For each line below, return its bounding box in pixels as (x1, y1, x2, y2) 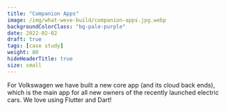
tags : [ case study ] (7, 42, 64, 49)
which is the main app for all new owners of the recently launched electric (7, 88, 219, 96)
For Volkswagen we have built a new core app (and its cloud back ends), (7, 80, 216, 89)
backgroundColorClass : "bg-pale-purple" (7, 23, 127, 30)
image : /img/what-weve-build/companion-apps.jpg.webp (7, 17, 167, 24)
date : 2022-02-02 (7, 29, 58, 37)
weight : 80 (7, 49, 39, 56)
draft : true (7, 36, 42, 43)
